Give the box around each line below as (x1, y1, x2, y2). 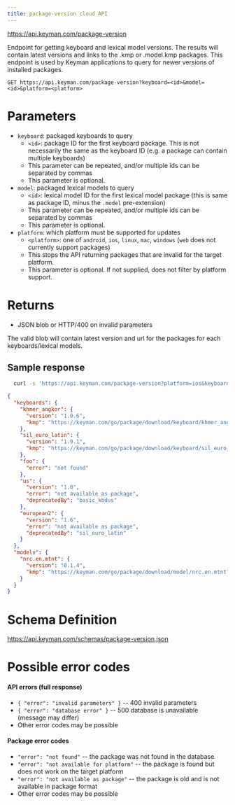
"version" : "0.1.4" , (25, 561, 86, 569)
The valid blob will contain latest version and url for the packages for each (7, 334, 221, 342)
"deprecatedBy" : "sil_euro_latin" (25, 529, 127, 536)
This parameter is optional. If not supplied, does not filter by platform (27, 265, 227, 274)
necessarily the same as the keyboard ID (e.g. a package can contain (27, 146, 227, 155)
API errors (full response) (7, 683, 83, 692)
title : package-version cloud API (7, 10, 108, 17)
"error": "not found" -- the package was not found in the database (17, 752, 215, 760)
